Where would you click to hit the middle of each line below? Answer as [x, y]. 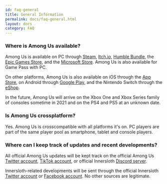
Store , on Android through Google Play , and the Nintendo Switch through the [84, 82]
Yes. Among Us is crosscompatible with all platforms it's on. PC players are [82, 126]
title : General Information [34, 14]
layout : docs [19, 24]
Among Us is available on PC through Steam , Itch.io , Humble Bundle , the [80, 57]
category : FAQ [20, 28]
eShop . [12, 87]
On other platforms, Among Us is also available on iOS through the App [78, 77]
